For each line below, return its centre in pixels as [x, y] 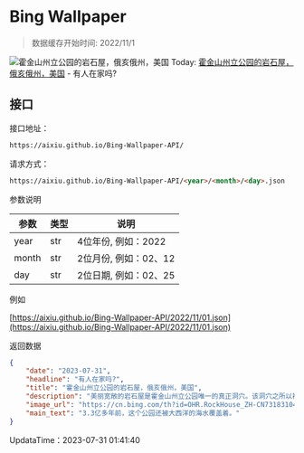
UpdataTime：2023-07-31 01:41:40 [75, 439]
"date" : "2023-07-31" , [68, 371]
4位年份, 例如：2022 [121, 241]
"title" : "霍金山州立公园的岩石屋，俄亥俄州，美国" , [114, 388]
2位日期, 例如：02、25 [126, 275]
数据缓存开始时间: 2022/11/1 [83, 42]
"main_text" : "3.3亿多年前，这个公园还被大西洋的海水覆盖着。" [133, 413]
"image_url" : [50, 404]
